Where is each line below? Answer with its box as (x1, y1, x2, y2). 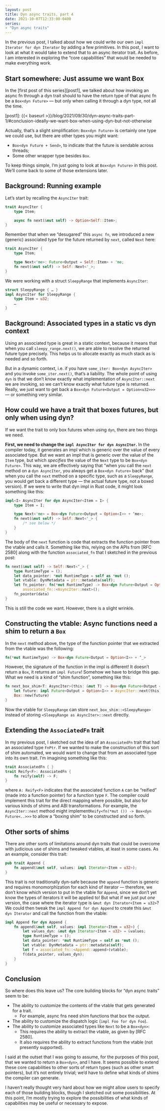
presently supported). (19, 1044, 64, 1050)
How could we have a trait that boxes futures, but (5, 406, 159, 414)
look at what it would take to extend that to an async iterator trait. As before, (5, 50, 159, 56)
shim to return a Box (5, 627, 66, 636)
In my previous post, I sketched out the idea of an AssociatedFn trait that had (5, 739, 160, 745)
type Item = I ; (14, 502, 45, 508)
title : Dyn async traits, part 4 (5, 12, 74, 17)
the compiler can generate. (5, 1075, 60, 1081)
